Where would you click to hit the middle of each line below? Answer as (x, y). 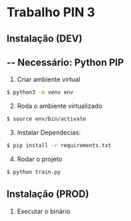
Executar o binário (44, 211)
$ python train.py (34, 172)
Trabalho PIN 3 (51, 12)
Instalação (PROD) (48, 194)
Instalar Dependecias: (49, 132)
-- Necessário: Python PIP (65, 62)
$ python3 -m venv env (40, 93)
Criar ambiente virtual (49, 79)
